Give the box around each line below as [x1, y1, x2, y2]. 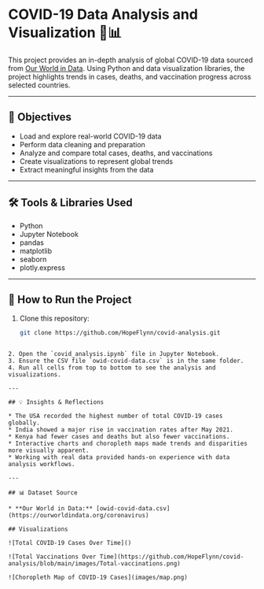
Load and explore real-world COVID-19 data [19, 132, 162, 141]
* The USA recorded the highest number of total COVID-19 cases [8, 412, 223, 420]
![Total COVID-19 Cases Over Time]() [8, 539, 132, 547]
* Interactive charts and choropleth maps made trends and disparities [8, 439, 247, 448]
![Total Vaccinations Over [8, 553, 97, 561]
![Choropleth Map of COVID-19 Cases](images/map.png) [8, 573, 189, 582]
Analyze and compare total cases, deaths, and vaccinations [19, 148, 213, 157]
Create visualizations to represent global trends [19, 156, 174, 166]
